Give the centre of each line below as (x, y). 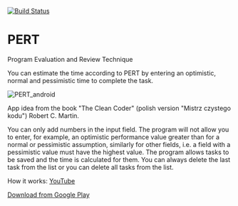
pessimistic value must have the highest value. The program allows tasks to (118, 152)
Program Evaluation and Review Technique (70, 59)
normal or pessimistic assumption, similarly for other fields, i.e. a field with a (119, 144)
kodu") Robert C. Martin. (43, 115)
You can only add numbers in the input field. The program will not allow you (118, 129)
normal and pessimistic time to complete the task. (81, 80)
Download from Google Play (49, 195)
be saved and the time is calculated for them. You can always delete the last (119, 159)
